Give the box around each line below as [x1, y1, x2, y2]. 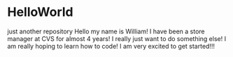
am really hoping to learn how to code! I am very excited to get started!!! [7, 42, 216, 50]
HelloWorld [7, 4, 73, 20]
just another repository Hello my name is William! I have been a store [7, 27, 205, 35]
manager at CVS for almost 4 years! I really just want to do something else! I [7, 34, 226, 42]
